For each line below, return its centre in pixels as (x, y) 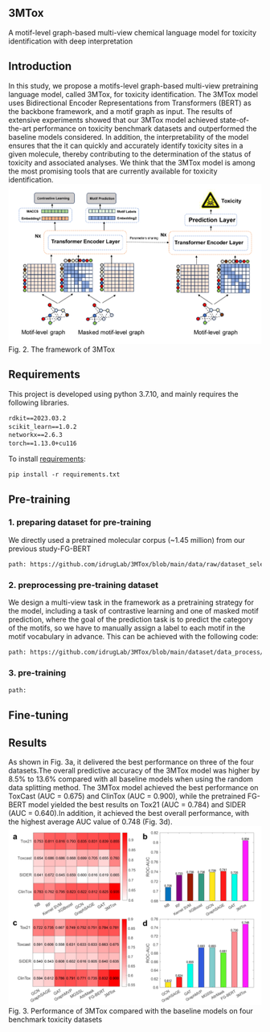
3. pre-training (37, 672)
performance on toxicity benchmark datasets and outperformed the (145, 128)
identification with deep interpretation (71, 41)
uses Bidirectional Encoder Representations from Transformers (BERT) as (130, 103)
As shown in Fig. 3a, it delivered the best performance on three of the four (131, 762)
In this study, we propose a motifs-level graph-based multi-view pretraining (133, 86)
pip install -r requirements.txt (64, 475)
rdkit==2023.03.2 (37, 418)
